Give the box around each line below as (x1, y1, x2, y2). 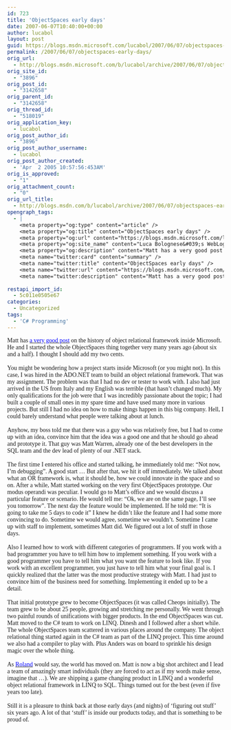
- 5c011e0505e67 (13, 292, 60, 299)
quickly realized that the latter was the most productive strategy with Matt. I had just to (7, 571, 217, 578)
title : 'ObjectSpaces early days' (7, 17, 107, 23)
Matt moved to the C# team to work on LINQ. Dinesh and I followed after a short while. (7, 619, 220, 627)
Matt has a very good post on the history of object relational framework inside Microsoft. (7, 336, 222, 344)
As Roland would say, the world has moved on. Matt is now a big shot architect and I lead (7, 660, 224, 668)
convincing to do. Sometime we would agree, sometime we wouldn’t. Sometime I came (7, 516, 219, 523)
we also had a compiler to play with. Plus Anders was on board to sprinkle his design (7, 640, 212, 647)
